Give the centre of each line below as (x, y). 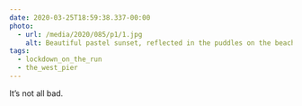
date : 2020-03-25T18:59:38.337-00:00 (80, 18)
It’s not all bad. (36, 93)
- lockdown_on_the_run (60, 59)
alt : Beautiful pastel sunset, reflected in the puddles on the (148, 43)
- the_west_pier (48, 68)
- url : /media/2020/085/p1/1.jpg (80, 34)
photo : (22, 26)
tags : (19, 51)
